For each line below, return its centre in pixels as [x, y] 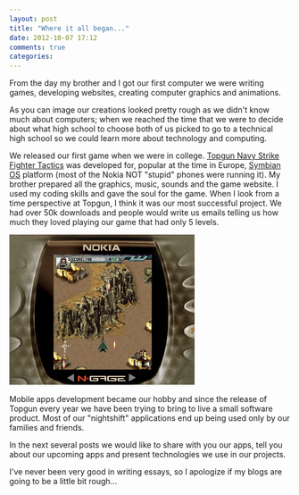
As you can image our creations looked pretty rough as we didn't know [139, 110]
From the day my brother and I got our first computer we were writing [137, 83]
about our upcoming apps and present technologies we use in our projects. [148, 455]
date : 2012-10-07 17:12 [54, 38]
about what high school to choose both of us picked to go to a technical [141, 129]
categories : [31, 57]
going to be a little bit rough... [63, 482]
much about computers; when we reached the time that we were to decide [146, 120]
